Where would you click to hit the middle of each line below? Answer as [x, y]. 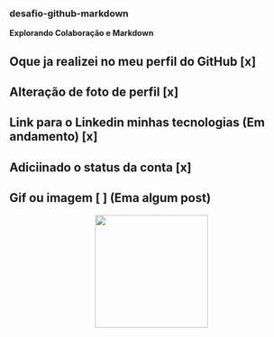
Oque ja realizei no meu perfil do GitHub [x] [133, 61]
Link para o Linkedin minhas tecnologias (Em [137, 123]
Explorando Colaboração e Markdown [82, 33]
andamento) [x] [54, 137]
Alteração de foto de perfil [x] [94, 92]
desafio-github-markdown [69, 14]
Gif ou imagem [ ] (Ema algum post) [110, 198]
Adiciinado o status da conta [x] [100, 167]
